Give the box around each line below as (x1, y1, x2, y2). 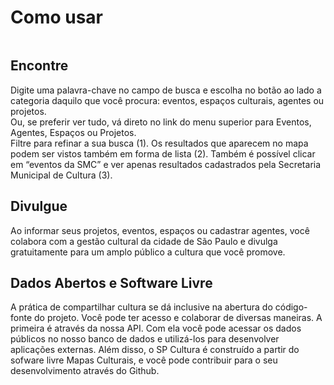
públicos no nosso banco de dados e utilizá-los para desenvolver (10, 333, 280, 345)
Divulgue (10, 198, 68, 215)
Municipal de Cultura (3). (10, 169, 113, 181)
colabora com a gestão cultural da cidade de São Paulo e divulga (10, 235, 278, 247)
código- (274, 301, 308, 313)
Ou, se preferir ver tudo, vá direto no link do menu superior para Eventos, (10, 116, 312, 128)
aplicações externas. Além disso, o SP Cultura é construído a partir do (10, 344, 300, 356)
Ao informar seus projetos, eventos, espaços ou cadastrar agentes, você (10, 224, 310, 236)
